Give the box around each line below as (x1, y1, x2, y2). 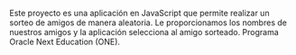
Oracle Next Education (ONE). (9, 36, 120, 47)
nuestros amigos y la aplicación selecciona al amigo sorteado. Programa (9, 27, 280, 37)
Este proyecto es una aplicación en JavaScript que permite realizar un (9, 8, 270, 18)
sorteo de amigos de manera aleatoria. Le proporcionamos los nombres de (9, 17, 287, 28)
